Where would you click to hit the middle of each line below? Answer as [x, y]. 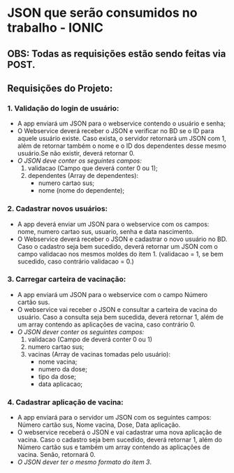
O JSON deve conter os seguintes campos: [79, 161]
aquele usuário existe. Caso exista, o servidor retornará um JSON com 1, [122, 139]
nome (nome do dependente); [81, 191]
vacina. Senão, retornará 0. [56, 455]
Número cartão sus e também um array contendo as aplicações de [114, 447]
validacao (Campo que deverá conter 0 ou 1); [93, 168]
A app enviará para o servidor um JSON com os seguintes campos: [114, 418]
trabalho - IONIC [55, 28]
